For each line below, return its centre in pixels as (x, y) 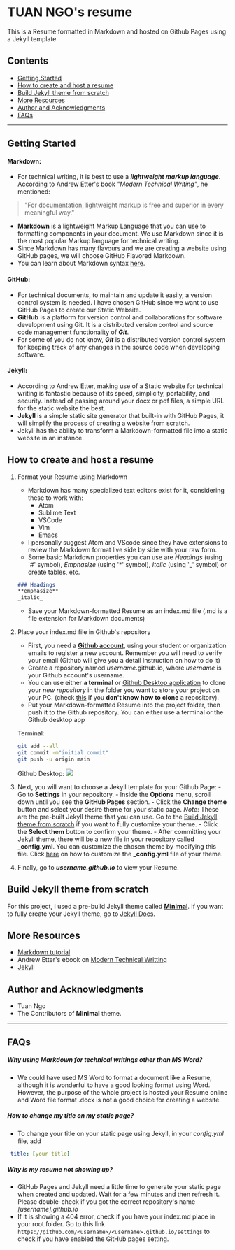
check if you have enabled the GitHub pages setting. (93, 1239)
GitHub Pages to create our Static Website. (79, 310)
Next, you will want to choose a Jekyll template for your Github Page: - (119, 786)
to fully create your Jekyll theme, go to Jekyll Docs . (81, 914)
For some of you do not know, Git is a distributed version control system (121, 339)
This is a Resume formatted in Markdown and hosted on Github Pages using (117, 31)
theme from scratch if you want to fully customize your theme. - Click (117, 824)
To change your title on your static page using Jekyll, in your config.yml (120, 1133)
